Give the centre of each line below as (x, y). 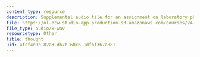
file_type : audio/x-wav (36, 28)
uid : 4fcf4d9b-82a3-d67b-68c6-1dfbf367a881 (61, 45)
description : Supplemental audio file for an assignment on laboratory (97, 17)
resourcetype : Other (32, 34)
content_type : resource (36, 12)
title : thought (25, 39)
